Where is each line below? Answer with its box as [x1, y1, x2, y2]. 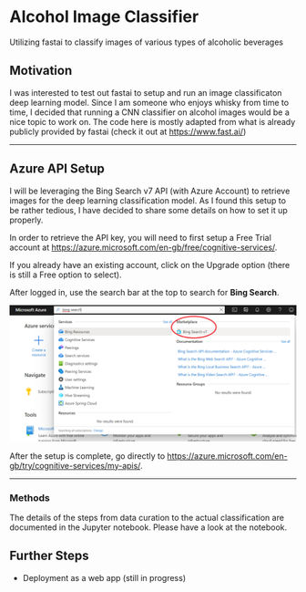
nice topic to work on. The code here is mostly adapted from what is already [9, 116, 296, 127]
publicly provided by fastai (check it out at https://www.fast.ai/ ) [9, 126, 247, 137]
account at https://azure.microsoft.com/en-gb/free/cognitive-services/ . [9, 242, 278, 253]
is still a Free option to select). [9, 269, 122, 280]
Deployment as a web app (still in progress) [22, 572, 187, 583]
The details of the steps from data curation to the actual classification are [9, 513, 285, 524]
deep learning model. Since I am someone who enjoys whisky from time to [9, 97, 290, 108]
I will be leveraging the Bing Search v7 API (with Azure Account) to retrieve [9, 185, 291, 196]
